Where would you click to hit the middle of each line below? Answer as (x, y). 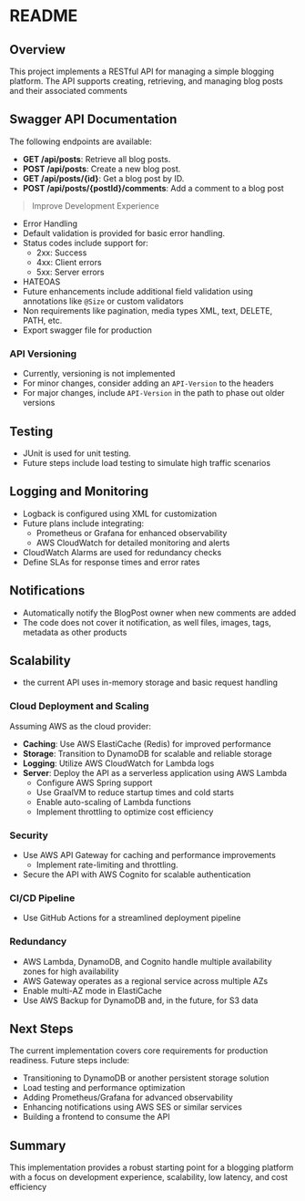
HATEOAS (41, 281)
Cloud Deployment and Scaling (79, 706)
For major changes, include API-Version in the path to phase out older (153, 393)
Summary (38, 1145)
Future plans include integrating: (83, 523)
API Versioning (43, 354)
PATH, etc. (42, 320)
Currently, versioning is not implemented (99, 374)
